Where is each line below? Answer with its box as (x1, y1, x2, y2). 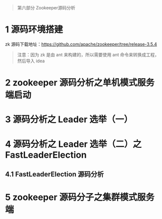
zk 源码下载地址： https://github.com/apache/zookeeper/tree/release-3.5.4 (5, 41, 157, 47)
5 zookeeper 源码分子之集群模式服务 (5, 192, 155, 203)
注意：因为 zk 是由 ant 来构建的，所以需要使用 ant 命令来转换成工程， (17, 51, 160, 57)
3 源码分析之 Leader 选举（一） (5, 114, 133, 125)
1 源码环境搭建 (5, 24, 63, 35)
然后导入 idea (17, 58, 45, 64)
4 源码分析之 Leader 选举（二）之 (5, 138, 142, 150)
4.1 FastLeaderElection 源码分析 (5, 170, 104, 178)
